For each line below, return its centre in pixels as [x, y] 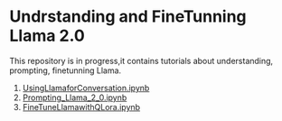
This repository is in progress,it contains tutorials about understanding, [141, 60]
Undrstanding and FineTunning [128, 17]
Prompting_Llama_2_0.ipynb [75, 98]
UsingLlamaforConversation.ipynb [86, 88]
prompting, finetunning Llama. [66, 70]
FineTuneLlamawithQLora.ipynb [81, 107]
